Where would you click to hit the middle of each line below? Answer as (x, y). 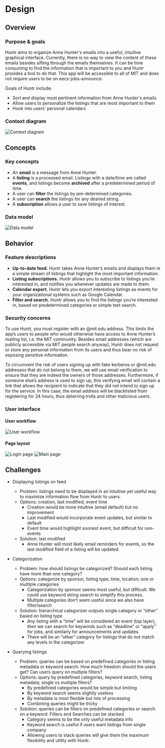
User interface (23, 409)
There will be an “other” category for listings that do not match (91, 637)
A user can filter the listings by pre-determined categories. (72, 193)
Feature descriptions (31, 257)
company (37, 730)
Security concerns (28, 318)
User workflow (21, 421)
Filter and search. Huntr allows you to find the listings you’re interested (85, 300)
